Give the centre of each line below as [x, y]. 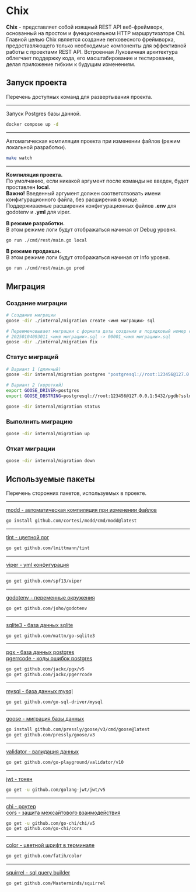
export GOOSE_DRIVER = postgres [43, 391]
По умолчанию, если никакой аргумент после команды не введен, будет [97, 181]
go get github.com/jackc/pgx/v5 [45, 669]
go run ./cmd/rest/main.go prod [45, 268]
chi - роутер [21, 806]
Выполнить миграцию [39, 421]
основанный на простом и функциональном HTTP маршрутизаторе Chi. [96, 33]
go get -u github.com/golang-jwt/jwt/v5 [56, 790]
